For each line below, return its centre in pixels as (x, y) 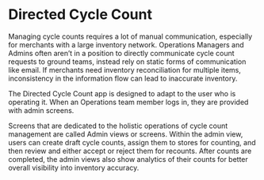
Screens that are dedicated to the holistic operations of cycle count (118, 126)
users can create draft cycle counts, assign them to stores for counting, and (132, 142)
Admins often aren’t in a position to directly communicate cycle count (122, 53)
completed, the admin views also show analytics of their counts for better (128, 159)
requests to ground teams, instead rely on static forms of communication (127, 62)
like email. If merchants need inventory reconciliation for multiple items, (125, 69)
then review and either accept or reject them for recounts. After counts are (130, 151)
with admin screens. (41, 110)
